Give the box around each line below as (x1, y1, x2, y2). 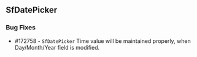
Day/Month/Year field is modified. (14, 44, 100, 51)
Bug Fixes (6, 23, 36, 32)
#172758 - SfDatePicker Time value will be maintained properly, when (14, 37, 191, 45)
